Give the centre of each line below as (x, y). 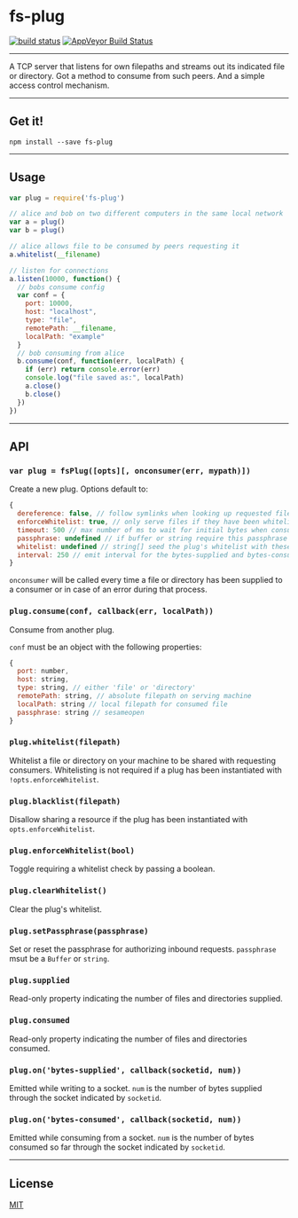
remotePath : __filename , (71, 328)
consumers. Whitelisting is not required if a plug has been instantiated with (145, 770)
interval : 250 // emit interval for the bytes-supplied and (130, 555)
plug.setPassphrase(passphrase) (79, 931)
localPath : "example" (65, 336)
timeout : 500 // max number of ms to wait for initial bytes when (142, 530)
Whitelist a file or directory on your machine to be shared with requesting (143, 760)
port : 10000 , (49, 303)
